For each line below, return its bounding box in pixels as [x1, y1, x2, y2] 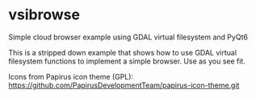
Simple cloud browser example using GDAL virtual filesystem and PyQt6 [8, 32, 249, 42]
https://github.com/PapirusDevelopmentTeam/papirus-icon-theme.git [8, 80, 240, 90]
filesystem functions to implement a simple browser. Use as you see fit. [8, 56, 246, 66]
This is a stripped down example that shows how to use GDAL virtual [8, 47, 237, 57]
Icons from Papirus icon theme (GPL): [8, 71, 134, 81]
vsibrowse [8, 6, 81, 24]
